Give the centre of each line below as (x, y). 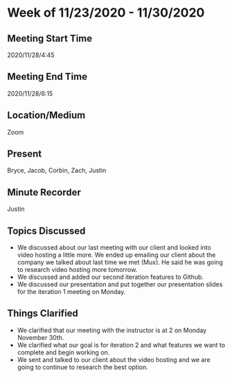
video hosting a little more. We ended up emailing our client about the (116, 255)
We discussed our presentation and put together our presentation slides (120, 284)
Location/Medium (46, 115)
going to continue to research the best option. (83, 367)
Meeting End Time (47, 77)
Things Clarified (43, 313)
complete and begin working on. (63, 352)
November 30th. (41, 337)
